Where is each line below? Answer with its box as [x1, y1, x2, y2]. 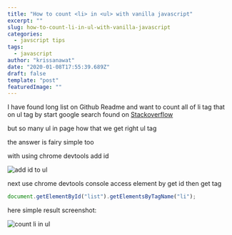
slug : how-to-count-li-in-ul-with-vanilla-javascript [7, 23, 171, 31]
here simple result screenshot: [7, 206, 97, 214]
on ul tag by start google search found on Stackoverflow [7, 110, 173, 119]
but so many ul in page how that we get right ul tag [7, 124, 157, 132]
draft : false [7, 70, 46, 77]
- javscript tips [14, 37, 66, 44]
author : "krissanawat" [7, 57, 75, 64]
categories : [7, 30, 43, 38]
